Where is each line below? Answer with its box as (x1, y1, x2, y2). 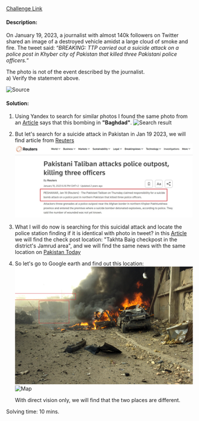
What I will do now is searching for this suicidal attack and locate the (14, 223, 182, 230)
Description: (6, 18, 37, 25)
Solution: (6, 99, 30, 107)
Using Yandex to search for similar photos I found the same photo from (14, 113, 188, 120)
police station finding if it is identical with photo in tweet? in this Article (14, 230, 187, 237)
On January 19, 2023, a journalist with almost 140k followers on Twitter (6, 32, 179, 39)
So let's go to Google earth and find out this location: (14, 260, 144, 267)
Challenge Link (6, 5, 43, 12)
